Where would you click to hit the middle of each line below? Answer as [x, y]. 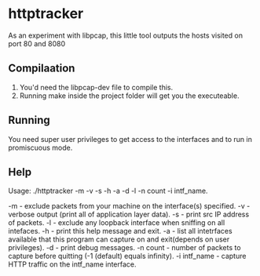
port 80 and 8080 [37, 43]
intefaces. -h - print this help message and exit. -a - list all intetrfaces [121, 231]
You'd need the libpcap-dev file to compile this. [96, 87]
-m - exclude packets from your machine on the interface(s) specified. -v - [129, 206]
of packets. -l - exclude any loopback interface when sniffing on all [117, 223]
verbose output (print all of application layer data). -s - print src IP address [129, 214]
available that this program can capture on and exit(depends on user [119, 239]
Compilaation [42, 69]
